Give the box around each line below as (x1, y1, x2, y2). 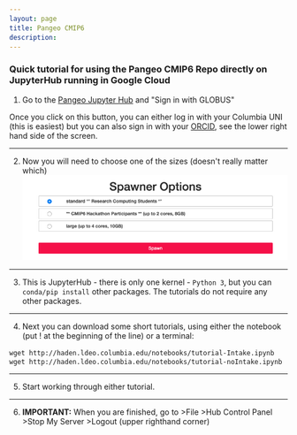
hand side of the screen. (9, 130, 98, 141)
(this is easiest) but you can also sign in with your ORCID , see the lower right (9, 120, 287, 132)
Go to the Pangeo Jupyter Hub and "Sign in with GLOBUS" (21, 94, 235, 105)
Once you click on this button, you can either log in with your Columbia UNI (9, 111, 283, 122)
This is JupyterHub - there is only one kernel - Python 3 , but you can (21, 277, 272, 287)
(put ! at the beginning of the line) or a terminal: (21, 330, 194, 340)
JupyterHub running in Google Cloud (9, 74, 171, 87)
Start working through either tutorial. (21, 381, 156, 392)
